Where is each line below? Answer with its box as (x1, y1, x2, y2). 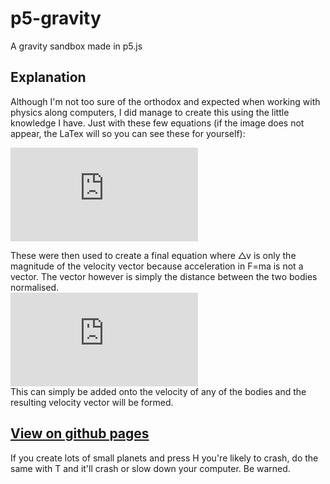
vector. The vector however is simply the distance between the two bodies (10, 270, 318, 282)
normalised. (10, 281, 60, 293)
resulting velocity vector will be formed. (10, 396, 174, 408)
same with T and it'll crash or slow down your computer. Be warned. (10, 462, 291, 474)
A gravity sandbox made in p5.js (10, 40, 143, 52)
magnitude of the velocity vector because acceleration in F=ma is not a (10, 260, 304, 272)
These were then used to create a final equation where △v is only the (10, 249, 297, 261)
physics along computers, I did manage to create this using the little (10, 106, 290, 118)
